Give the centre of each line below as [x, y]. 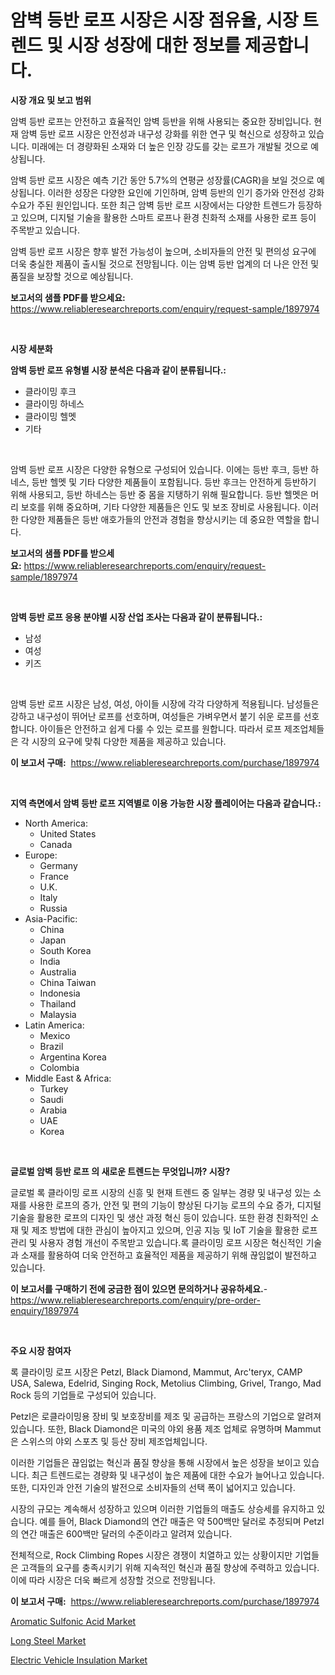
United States [68, 833]
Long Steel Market [48, 1640]
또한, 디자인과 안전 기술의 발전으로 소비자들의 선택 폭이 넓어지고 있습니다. [153, 1487]
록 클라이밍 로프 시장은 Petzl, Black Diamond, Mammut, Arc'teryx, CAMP [156, 1372]
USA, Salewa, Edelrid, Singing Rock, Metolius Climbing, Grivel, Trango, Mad [166, 1383]
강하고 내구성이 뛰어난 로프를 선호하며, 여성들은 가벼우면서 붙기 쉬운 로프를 [156, 716]
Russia [53, 908]
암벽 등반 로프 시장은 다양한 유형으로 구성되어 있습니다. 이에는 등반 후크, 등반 [159, 469]
